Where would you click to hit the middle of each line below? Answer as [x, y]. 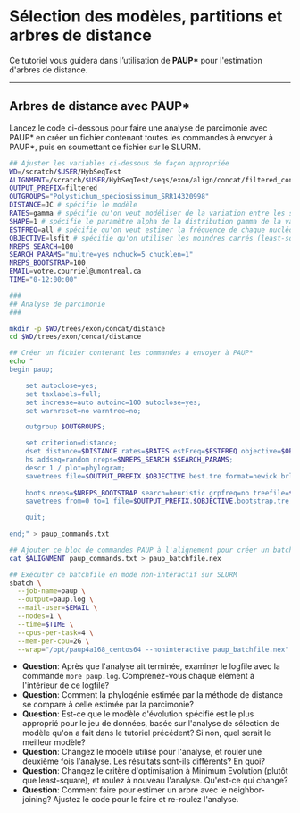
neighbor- [247, 790]
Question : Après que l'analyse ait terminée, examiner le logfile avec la [151, 666]
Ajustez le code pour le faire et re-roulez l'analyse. [146, 800]
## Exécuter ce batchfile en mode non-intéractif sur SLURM [124, 574]
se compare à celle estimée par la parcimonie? [108, 705]
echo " [21, 361]
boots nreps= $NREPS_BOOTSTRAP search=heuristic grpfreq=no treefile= [158, 493]
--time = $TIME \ [46, 624]
